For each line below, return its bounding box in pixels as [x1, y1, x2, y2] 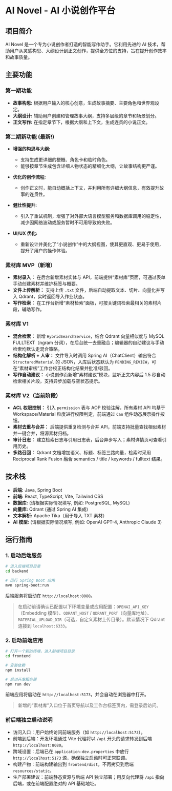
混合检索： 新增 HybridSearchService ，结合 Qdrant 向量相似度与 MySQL [12, 333, 165, 339]
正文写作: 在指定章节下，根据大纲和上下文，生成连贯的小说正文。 [12, 119, 150, 125]
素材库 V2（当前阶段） [5, 392, 61, 399]
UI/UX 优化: [12, 230, 37, 236]
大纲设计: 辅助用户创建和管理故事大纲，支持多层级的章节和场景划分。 [12, 112, 160, 118]
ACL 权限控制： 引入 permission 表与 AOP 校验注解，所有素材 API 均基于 [12, 404, 165, 411]
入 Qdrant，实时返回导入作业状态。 [12, 293, 87, 300]
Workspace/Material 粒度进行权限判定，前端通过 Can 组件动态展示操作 [12, 411, 161, 417]
